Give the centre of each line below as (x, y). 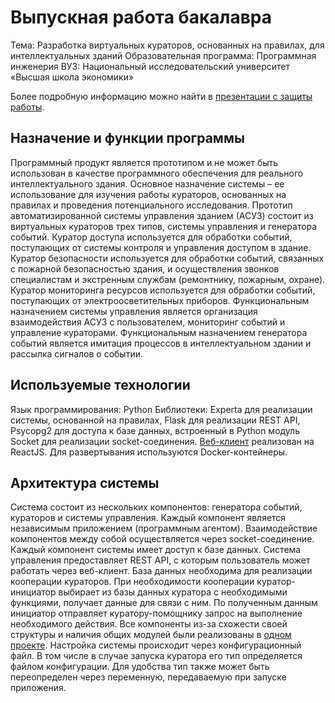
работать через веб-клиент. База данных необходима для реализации (161, 571)
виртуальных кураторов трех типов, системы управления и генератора (164, 226)
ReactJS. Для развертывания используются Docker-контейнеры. (149, 452)
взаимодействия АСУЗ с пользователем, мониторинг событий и (148, 322)
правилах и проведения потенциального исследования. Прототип (151, 205)
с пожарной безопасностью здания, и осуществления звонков (145, 268)
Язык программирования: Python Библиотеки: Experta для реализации (161, 409)
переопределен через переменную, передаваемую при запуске (148, 677)
